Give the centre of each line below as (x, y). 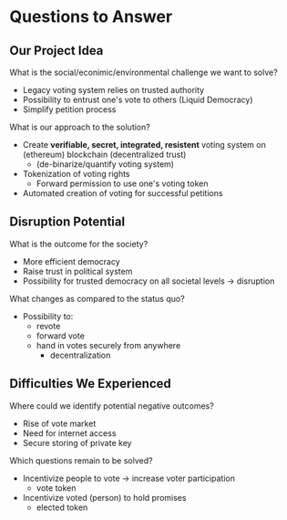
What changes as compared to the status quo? (97, 298)
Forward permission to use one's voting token (122, 183)
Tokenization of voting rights (76, 174)
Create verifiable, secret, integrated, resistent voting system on (144, 145)
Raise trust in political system (77, 271)
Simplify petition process (69, 109)
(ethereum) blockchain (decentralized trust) (104, 154)
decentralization (80, 355)
